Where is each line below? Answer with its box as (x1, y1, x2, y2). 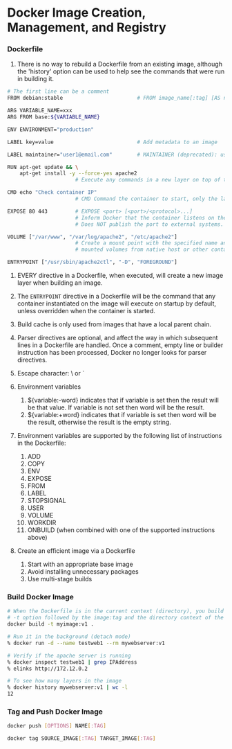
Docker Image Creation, (7, 5, 146, 21)
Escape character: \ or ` (17, 369, 85, 378)
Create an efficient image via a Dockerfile (17, 547, 136, 555)
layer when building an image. (17, 279, 103, 287)
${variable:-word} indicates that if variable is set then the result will (27, 396, 219, 405)
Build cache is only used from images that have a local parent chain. (17, 320, 212, 328)
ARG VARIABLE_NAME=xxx (7, 107, 72, 114)
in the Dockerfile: (17, 439, 67, 448)
